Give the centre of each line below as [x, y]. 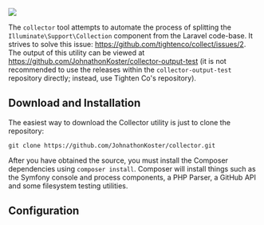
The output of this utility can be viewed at [77, 53]
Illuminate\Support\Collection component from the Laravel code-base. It [131, 36]
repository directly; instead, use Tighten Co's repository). [102, 78]
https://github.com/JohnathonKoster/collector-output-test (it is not [118, 61]
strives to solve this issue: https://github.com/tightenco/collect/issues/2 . [127, 44]
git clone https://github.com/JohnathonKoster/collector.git [112, 145]
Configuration [44, 211]
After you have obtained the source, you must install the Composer [118, 160]
